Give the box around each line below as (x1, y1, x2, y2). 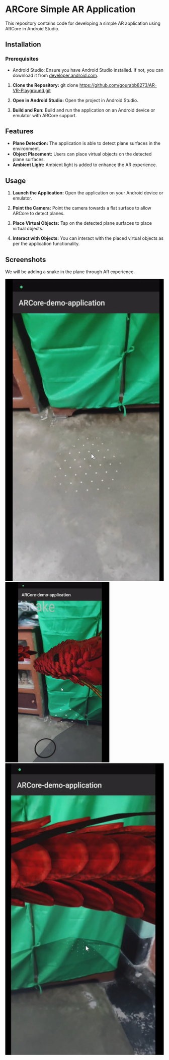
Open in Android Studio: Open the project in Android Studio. (12, 97, 138, 103)
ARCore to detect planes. (12, 211, 65, 217)
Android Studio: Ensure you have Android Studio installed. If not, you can (12, 67, 163, 73)
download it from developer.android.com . (12, 72, 99, 78)
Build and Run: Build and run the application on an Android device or (12, 107, 155, 113)
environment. (12, 145, 40, 152)
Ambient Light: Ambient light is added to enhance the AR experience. (12, 162, 157, 168)
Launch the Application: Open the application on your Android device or (12, 190, 163, 196)
